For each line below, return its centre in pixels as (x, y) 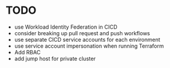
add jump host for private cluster (55, 58)
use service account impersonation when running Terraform (89, 46)
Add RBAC (27, 52)
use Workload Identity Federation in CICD (66, 27)
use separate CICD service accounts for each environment (87, 39)
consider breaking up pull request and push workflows (82, 33)
